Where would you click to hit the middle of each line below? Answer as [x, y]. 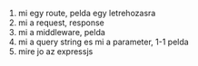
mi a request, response [61, 23]
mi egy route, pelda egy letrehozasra [87, 13]
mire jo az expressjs [55, 52]
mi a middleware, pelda [62, 32]
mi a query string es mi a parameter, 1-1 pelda [103, 42]
